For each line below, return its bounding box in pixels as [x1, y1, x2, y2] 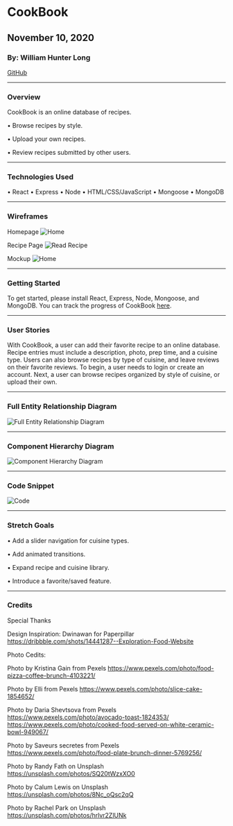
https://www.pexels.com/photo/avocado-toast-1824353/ [7, 713, 169, 721]
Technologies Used [7, 172, 74, 182]
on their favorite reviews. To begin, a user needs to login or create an [7, 363, 205, 371]
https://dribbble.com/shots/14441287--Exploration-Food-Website [7, 637, 194, 646]
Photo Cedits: [7, 650, 46, 659]
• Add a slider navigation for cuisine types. [7, 536, 130, 545]
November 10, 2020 [7, 32, 95, 44]
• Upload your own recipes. [7, 135, 87, 143]
